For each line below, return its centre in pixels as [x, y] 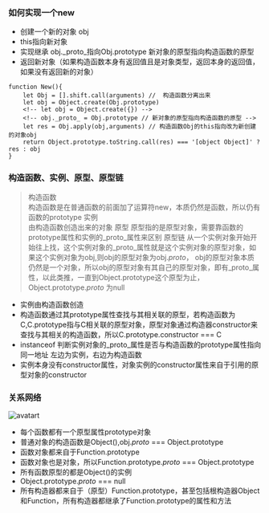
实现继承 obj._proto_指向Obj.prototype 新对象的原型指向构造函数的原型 [137, 52]
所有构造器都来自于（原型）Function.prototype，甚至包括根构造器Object [140, 491]
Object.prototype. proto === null [73, 481]
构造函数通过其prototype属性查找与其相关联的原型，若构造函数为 [128, 314]
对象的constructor [57, 374]
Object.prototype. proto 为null [76, 287]
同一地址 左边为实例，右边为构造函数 [81, 354]
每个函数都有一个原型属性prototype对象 [86, 432]
